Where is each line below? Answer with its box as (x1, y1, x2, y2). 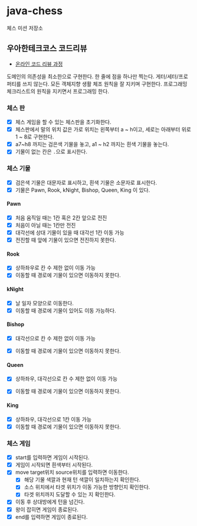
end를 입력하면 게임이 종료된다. (15, 513, 88, 520)
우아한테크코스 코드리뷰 (6, 43, 87, 54)
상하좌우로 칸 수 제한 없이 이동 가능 (15, 264, 96, 272)
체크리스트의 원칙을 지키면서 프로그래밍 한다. (6, 88, 110, 95)
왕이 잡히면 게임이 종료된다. (15, 506, 79, 513)
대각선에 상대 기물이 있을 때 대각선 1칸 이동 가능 (15, 229, 124, 236)
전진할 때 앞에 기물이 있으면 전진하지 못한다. (15, 237, 117, 244)
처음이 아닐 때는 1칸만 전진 (15, 221, 76, 228)
